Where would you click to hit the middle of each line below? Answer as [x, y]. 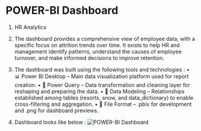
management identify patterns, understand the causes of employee [98, 51]
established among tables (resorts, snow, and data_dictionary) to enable [104, 97]
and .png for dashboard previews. [56, 110]
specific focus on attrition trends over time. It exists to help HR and [97, 45]
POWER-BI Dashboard [62, 11]
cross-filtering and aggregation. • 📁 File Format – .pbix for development [103, 104]
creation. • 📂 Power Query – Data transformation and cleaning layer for [102, 85]
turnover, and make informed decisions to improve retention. [89, 58]
